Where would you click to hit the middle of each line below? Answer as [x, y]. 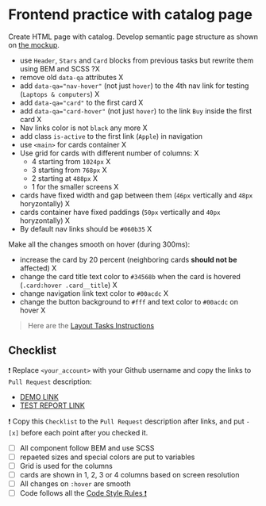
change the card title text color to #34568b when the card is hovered [130, 276]
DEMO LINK [39, 397]
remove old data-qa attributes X [71, 77]
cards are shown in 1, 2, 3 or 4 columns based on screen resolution [129, 474]
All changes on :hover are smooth [75, 484]
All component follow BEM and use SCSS [87, 448]
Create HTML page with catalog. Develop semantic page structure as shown [133, 36]
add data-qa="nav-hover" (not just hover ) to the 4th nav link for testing [134, 86]
